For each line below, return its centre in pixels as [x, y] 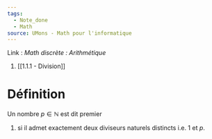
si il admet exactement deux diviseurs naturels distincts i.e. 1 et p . [111, 128]
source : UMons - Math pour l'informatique [70, 33]
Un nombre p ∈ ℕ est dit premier [55, 114]
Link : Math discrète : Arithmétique [57, 53]
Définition [36, 94]
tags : [15, 14]
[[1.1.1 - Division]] [41, 66]
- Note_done [31, 20]
